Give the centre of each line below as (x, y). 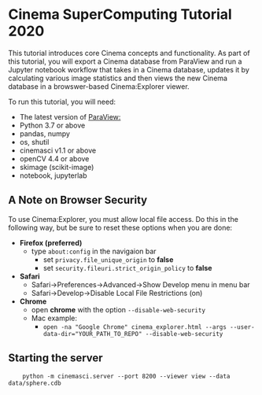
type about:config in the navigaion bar (94, 251)
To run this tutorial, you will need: (62, 102)
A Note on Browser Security (78, 200)
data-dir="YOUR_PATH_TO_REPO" (92, 334)
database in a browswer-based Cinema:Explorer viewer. (99, 86)
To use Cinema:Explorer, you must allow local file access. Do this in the (123, 219)
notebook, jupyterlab (54, 175)
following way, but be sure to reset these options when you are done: (120, 227)
